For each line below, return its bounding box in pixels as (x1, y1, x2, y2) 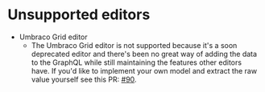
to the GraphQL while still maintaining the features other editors (31, 58, 242, 67)
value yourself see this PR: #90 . (31, 74, 137, 84)
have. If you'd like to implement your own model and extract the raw (31, 66, 258, 75)
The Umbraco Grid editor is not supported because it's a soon (31, 40, 238, 50)
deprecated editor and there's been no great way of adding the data (31, 49, 258, 58)
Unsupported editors (7, 6, 151, 24)
